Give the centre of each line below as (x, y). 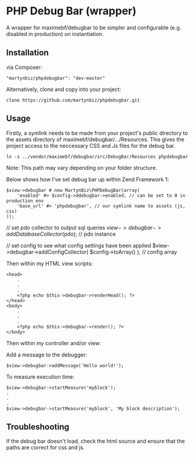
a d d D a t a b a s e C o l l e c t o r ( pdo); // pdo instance (61, 234)
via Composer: (24, 67)
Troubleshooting (38, 427)
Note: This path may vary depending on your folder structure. (82, 167)
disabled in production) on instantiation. (55, 33)
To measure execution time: (40, 377)
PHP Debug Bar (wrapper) (71, 11)
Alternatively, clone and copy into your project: (64, 89)
